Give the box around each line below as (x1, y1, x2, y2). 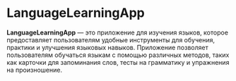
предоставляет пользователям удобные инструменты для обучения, (6, 35, 215, 44)
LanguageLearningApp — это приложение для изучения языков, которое (6, 28, 229, 37)
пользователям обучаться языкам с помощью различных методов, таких (6, 51, 230, 59)
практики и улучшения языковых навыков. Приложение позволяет (6, 43, 209, 51)
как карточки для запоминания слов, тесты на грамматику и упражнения (6, 58, 230, 66)
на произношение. (6, 66, 63, 74)
